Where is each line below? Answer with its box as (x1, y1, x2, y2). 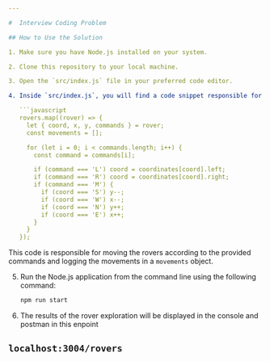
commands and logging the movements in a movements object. (8, 256, 214, 267)
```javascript (19, 107, 67, 115)
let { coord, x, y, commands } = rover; (26, 121, 164, 129)
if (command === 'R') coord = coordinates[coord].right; (33, 173, 230, 182)
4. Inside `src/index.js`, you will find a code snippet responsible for (8, 92, 263, 100)
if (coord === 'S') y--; (40, 188, 125, 196)
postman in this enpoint (19, 320, 99, 329)
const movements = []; (26, 128, 103, 137)
